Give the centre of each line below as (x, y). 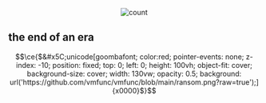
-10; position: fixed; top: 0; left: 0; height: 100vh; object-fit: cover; (145, 65)
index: (26, 65)
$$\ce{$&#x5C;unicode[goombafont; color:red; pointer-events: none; (130, 57)
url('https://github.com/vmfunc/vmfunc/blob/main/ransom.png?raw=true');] (134, 82)
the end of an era (51, 37)
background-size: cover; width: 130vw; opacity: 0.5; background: (134, 73)
